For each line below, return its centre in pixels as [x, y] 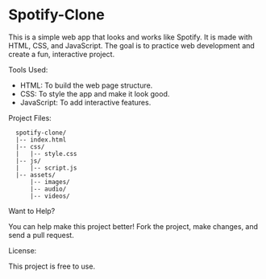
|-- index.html [41, 139]
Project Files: [30, 117]
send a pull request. [41, 235]
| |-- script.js [47, 168]
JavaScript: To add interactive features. [85, 102]
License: [23, 250]
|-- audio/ [48, 189]
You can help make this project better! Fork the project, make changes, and [133, 226]
